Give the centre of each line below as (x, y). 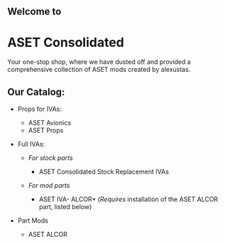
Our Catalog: (36, 92)
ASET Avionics (50, 123)
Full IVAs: (31, 144)
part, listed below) (65, 207)
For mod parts (49, 186)
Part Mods (33, 221)
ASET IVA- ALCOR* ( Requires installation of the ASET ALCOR (128, 199)
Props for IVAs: (39, 109)
